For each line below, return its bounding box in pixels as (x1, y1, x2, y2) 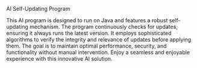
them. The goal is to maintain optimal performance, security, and (6, 42, 167, 49)
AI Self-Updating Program (6, 5, 70, 12)
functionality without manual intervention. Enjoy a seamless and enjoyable (6, 49, 190, 56)
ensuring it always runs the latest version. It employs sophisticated (6, 29, 172, 37)
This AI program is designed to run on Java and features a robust (6, 17, 168, 23)
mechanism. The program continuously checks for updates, (30, 23, 178, 30)
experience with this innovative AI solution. (6, 55, 113, 62)
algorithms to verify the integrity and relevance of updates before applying (6, 36, 192, 43)
